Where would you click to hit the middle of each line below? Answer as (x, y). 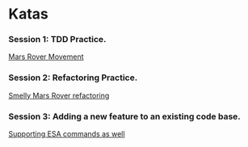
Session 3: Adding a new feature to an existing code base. (124, 116)
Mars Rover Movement (46, 57)
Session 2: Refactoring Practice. (73, 78)
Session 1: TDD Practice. (57, 40)
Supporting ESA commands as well (67, 134)
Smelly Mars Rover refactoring (59, 95)
